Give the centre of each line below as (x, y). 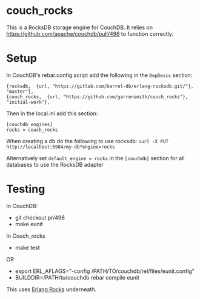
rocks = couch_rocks (32, 130)
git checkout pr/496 (40, 217)
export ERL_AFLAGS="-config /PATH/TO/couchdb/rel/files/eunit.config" (105, 271)
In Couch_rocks (26, 236)
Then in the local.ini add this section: (52, 113)
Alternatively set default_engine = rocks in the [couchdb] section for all (95, 158)
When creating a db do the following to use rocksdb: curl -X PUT (87, 141)
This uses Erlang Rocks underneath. (52, 289)
